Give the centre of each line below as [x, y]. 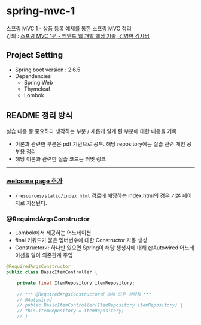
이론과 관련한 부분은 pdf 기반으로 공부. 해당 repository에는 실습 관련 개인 [100, 144]
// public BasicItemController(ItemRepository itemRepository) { [100, 305]
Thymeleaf [37, 89]
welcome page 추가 [34, 181]
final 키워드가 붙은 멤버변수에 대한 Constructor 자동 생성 [81, 240]
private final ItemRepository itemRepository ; [76, 283]
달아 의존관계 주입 [52, 255]
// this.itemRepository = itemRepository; [71, 311]
